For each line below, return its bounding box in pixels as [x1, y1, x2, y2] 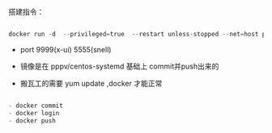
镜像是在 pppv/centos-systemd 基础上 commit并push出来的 [19, 61, 219, 71]
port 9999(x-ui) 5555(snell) [19, 44, 112, 54]
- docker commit [8, 102, 63, 110]
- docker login [8, 109, 60, 117]
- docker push [8, 116, 57, 125]
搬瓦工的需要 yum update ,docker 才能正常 [19, 78, 163, 88]
